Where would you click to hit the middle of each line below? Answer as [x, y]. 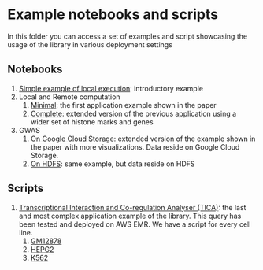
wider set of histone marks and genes [92, 122]
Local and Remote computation [69, 97]
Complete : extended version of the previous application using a [133, 113]
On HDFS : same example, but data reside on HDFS [113, 164]
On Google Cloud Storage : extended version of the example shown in [143, 139]
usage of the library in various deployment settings [90, 44]
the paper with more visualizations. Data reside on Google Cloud [135, 146]
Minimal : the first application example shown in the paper [124, 105]
